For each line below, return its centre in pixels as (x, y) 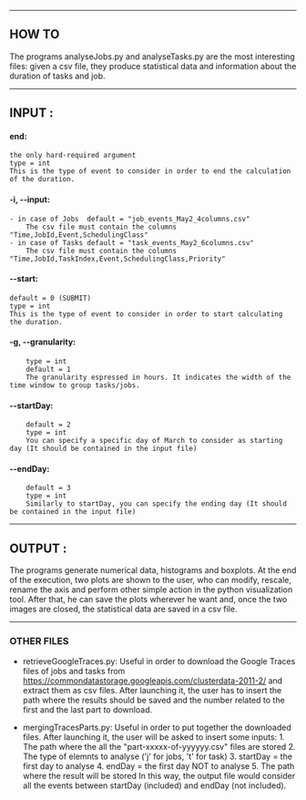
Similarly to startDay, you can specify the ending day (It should (156, 504)
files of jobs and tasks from (74, 671)
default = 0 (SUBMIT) (51, 298)
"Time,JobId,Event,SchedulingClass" (79, 235)
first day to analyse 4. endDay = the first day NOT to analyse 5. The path (158, 765)
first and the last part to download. (87, 709)
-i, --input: (30, 200)
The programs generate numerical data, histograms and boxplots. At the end (153, 570)
